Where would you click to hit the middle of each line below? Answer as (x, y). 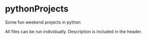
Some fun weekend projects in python (43, 22)
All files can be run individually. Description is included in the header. (74, 31)
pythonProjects (37, 9)
